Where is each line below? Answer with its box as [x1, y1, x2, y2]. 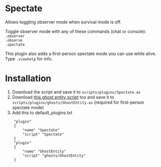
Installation [5, 73, 52, 84]
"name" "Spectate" [22, 128, 60, 132]
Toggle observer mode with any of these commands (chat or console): [5, 28, 146, 34]
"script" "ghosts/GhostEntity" [22, 153, 86, 158]
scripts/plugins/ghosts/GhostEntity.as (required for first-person [12, 99, 144, 105]
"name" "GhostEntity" [22, 149, 67, 154]
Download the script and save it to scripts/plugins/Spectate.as [12, 89, 141, 95]
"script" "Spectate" [22, 132, 64, 137]
